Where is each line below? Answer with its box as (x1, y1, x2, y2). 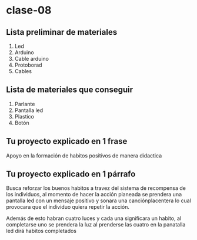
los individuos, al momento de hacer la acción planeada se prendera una (6, 191, 182, 198)
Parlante (14, 100, 35, 107)
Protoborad (14, 61, 42, 68)
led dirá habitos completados (6, 228, 77, 235)
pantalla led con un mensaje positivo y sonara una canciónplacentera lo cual (6, 197, 191, 204)
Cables (14, 68, 32, 74)
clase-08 (6, 4, 52, 17)
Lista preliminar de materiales (6, 27, 118, 37)
